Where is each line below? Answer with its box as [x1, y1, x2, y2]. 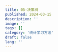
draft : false [5, 35, 32, 40]
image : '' [5, 21, 26, 26]
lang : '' [5, 40, 23, 45]
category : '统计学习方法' [5, 30, 54, 35]
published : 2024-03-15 [5, 12, 52, 17]
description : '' [5, 16, 38, 21]
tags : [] [5, 26, 23, 31]
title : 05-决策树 [5, 7, 38, 12]
